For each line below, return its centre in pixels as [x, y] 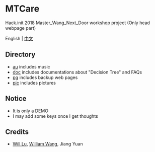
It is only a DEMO [30, 111]
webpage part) [21, 28]
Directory [20, 55]
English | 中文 [19, 38]
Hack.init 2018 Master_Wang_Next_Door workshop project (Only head [77, 23]
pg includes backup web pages [45, 77]
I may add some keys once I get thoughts [55, 116]
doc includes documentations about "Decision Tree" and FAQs [77, 72]
